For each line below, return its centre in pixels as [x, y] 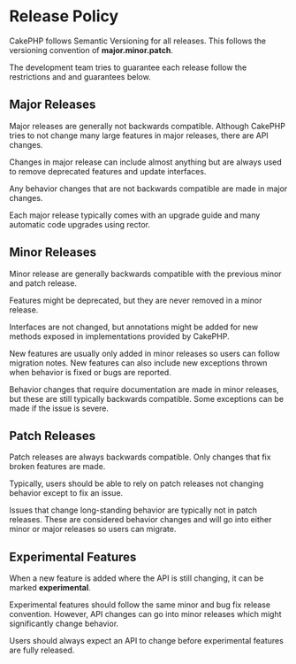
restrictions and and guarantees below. [80, 76]
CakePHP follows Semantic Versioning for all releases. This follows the [138, 41]
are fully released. [42, 650]
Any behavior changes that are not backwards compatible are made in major [148, 189]
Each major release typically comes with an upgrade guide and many [135, 215]
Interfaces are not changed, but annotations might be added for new [134, 327]
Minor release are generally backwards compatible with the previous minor [145, 274]
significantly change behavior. [64, 624]
